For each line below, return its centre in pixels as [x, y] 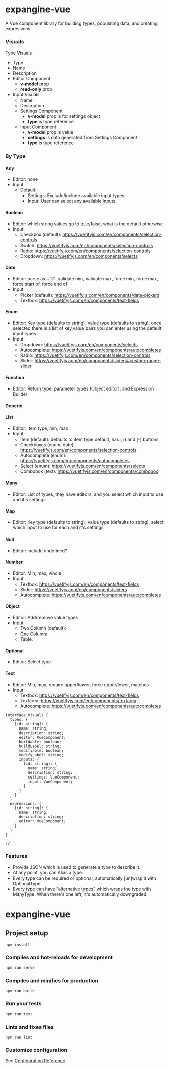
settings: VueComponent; [54, 777]
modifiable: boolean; [41, 751]
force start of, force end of [40, 284]
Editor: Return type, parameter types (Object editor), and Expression [83, 389]
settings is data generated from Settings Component [82, 138]
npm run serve [20, 968]
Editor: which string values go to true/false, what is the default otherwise [88, 224]
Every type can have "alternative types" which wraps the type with [82, 889]
